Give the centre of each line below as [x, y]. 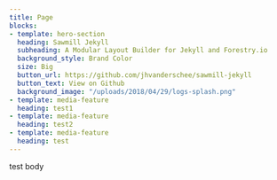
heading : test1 [45, 108]
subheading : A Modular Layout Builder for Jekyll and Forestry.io [142, 51]
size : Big [35, 67]
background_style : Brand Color [75, 59]
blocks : [24, 26]
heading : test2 [45, 125]
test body [27, 166]
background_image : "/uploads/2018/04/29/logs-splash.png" [127, 91]
